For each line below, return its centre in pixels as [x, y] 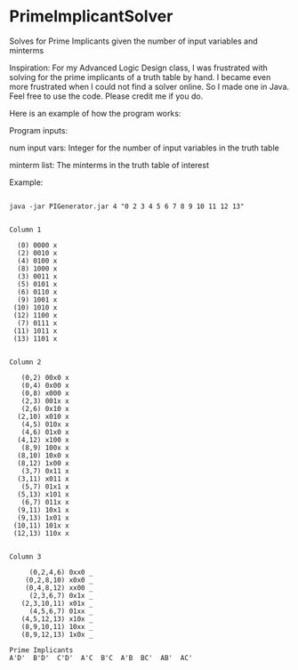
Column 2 [25, 362]
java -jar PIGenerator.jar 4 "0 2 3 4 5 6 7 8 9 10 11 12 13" [127, 206]
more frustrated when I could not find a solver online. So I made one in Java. [149, 86]
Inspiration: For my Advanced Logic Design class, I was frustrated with [139, 68]
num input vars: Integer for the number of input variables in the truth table [145, 148]
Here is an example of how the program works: [95, 113]
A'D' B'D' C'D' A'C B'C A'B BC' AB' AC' [101, 658]
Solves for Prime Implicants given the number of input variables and [133, 41]
